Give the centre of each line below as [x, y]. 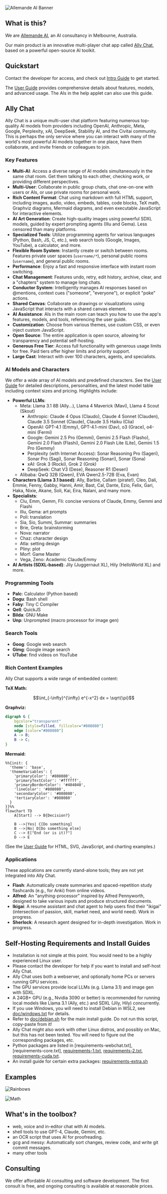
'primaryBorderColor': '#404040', [50, 785]
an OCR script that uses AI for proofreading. [58, 1137]
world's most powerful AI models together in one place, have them [74, 142]
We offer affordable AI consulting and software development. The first [77, 1181]
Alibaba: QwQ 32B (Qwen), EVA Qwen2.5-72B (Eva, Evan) [79, 475]
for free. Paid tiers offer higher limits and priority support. [71, 351]
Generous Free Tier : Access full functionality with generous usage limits [87, 346]
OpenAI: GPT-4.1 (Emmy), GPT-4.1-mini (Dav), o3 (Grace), [86, 427]
